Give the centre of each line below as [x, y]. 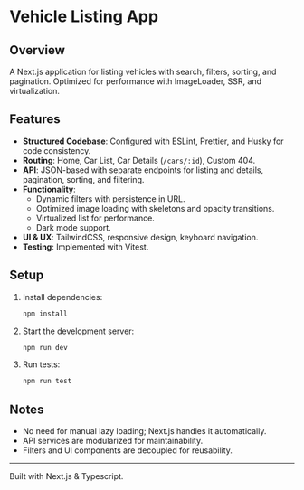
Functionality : [49, 189]
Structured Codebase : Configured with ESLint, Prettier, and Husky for [153, 141]
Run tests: [41, 364]
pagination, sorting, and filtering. [83, 179]
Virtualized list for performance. [95, 218]
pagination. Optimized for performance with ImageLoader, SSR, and [136, 81]
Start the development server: [78, 331]
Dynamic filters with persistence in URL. [110, 198]
